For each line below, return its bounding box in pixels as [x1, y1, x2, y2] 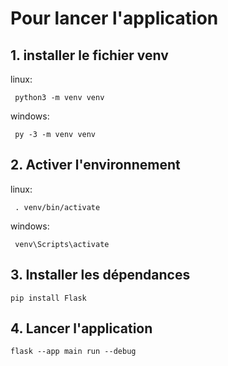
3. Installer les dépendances [10, 267, 191, 284]
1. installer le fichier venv [10, 47, 169, 64]
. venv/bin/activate [14, 202, 101, 212]
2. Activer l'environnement [10, 157, 181, 174]
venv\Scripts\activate [14, 239, 110, 249]
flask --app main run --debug [10, 347, 137, 357]
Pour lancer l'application [10, 7, 219, 30]
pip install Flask [10, 293, 87, 303]
